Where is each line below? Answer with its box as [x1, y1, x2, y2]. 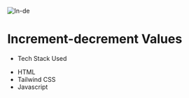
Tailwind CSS [17, 75, 56, 83]
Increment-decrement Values [7, 31, 183, 47]
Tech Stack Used [17, 54, 67, 62]
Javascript [17, 83, 48, 91]
